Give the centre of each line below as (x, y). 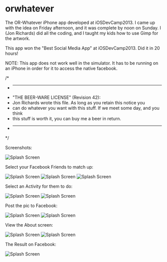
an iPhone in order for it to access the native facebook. (61, 68)
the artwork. (18, 38)
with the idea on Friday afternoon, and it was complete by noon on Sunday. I (83, 27)
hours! (12, 53)
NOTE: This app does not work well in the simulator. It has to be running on (82, 63)
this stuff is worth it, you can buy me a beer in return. (67, 118)
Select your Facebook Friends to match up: (49, 167)
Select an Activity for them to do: (39, 186)
